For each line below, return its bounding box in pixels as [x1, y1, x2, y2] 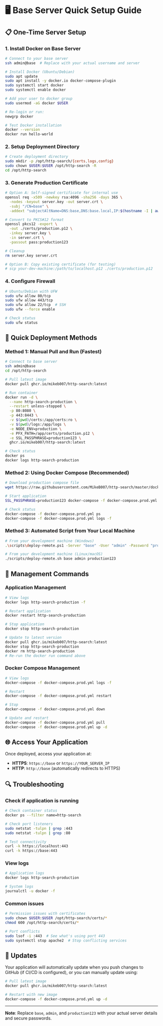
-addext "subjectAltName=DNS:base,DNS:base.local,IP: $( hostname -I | [9, 208, 153, 213]
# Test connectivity [5, 839, 47, 844]
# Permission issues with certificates [5, 911, 86, 916]
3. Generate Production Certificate [5, 179, 88, 186]
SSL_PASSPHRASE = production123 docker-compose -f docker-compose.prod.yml [5, 498, 158, 503]
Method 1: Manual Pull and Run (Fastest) [5, 348, 102, 355]
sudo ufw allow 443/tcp [5, 298, 53, 303]
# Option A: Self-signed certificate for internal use [5, 190, 118, 195]
